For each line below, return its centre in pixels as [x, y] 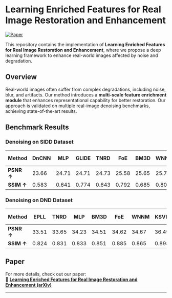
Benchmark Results [37, 127]
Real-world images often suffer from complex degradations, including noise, [86, 89]
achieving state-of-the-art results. [41, 111]
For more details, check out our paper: [46, 274]
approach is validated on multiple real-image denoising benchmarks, [78, 106]
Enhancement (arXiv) [29, 285]
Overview [21, 77]
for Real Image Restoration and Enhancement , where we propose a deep [83, 50]
